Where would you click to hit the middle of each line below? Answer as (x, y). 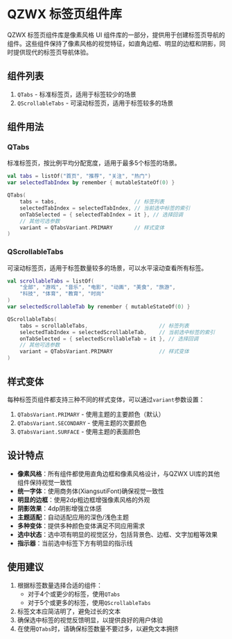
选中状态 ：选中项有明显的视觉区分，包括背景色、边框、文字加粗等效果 (117, 534)
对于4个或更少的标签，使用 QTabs (74, 594)
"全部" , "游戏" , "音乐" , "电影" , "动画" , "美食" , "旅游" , (98, 288)
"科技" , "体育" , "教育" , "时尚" (62, 294)
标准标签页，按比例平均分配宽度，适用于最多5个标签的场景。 (94, 163)
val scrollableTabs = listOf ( (51, 281)
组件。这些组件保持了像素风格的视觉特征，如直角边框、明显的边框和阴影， (113, 43)
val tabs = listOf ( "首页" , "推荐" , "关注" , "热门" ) (79, 176)
